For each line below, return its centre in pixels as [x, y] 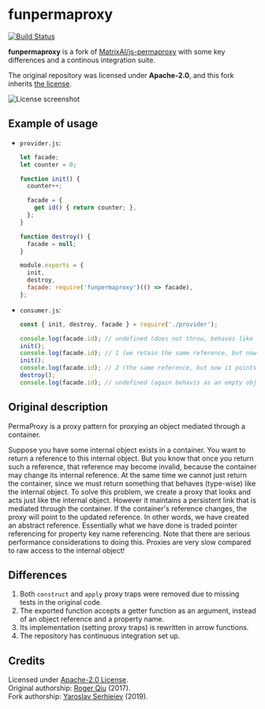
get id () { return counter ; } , [86, 208]
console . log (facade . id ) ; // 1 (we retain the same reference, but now [138, 353]
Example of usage [53, 124]
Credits [27, 660]
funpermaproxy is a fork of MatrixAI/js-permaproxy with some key [117, 51]
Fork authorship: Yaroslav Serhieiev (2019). [78, 696]
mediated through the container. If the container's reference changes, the [127, 508]
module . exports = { [52, 266]
